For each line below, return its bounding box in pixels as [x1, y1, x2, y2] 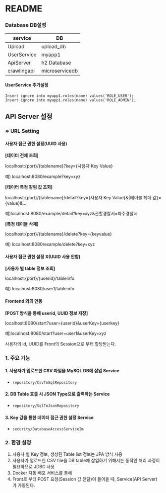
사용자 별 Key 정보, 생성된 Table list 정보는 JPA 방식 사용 [12, 451, 123, 457]
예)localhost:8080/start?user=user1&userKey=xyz [5, 330, 107, 336]
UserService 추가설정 [5, 82, 49, 88]
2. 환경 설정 [5, 439, 31, 446]
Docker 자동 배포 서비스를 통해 [12, 470, 72, 476]
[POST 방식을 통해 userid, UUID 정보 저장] [5, 310, 88, 316]
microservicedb [41, 68, 78, 75]
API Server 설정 [5, 112, 53, 121]
